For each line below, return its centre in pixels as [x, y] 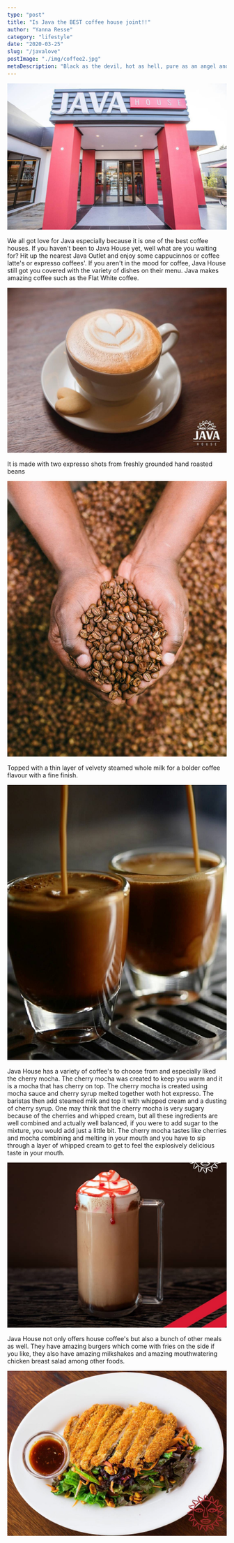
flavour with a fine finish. [43, 775]
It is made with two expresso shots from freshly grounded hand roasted [110, 464]
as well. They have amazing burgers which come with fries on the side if [111, 1346]
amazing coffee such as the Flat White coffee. [73, 278]
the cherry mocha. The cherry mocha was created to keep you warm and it [115, 1078]
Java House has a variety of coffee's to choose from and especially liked [112, 1072]
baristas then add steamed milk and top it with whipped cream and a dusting [117, 1101]
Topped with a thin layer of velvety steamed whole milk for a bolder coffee [114, 768]
